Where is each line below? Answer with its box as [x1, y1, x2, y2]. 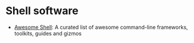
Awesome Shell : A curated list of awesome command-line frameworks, [14, 24, 188, 31]
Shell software [5, 4, 79, 18]
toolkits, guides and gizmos [14, 29, 82, 37]
